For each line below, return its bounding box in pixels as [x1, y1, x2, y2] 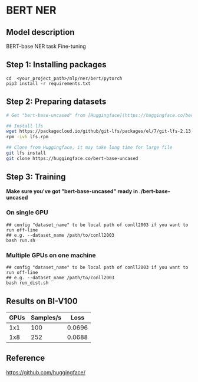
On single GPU [6, 208, 48, 217]
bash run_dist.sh [6, 280, 49, 286]
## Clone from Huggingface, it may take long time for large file [6, 145, 173, 151]
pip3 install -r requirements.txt [6, 80, 91, 86]
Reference [6, 353, 45, 363]
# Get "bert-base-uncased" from [6, 112, 85, 118]
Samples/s [31, 314, 62, 322]
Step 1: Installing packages [6, 60, 107, 70]
